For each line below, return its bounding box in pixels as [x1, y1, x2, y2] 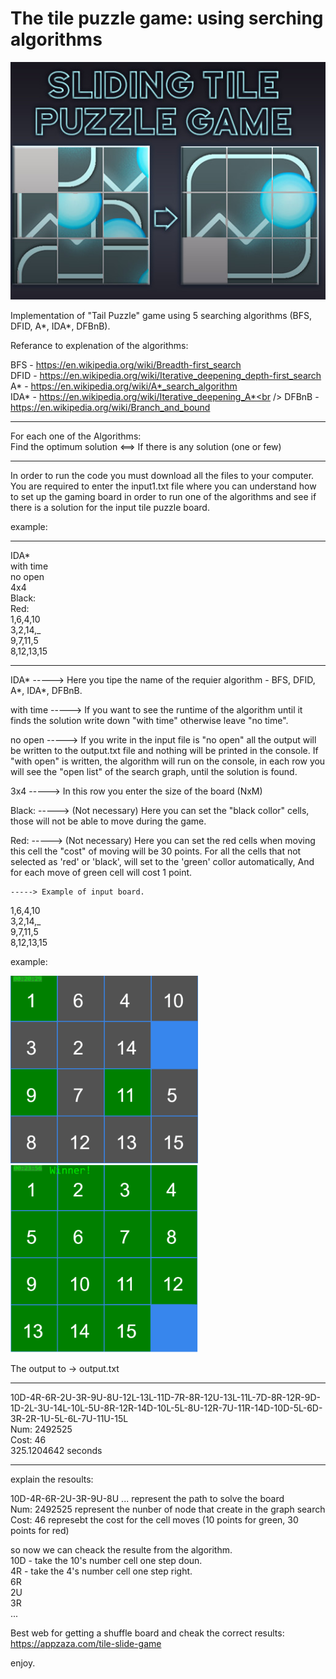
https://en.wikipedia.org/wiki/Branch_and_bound [10, 401, 211, 413]
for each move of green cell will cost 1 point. [10, 866, 193, 878]
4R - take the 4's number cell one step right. [10, 1565, 193, 1577]
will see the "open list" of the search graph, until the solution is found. [10, 765, 298, 777]
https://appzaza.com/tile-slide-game [10, 1637, 162, 1649]
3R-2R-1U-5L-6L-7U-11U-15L [10, 1412, 129, 1424]
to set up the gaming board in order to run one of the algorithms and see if [10, 490, 317, 502]
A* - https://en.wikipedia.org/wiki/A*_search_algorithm [10, 380, 238, 392]
